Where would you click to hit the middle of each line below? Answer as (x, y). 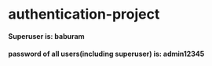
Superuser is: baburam (46, 36)
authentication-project (84, 14)
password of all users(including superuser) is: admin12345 (106, 54)
